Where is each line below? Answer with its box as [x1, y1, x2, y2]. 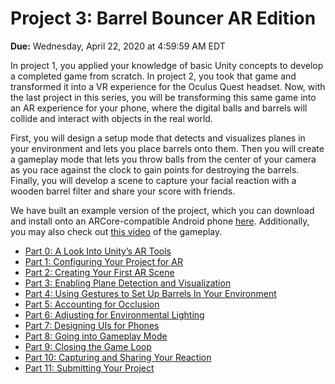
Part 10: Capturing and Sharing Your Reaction [24, 351, 212, 363]
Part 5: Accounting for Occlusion [24, 298, 160, 310]
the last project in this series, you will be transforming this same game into [10, 91, 317, 103]
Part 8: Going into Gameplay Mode [24, 330, 168, 342]
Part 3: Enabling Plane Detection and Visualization [24, 277, 232, 289]
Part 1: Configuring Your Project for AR [24, 255, 183, 267]
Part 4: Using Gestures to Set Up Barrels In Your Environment [24, 287, 277, 299]
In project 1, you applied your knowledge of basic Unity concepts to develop [10, 59, 324, 71]
